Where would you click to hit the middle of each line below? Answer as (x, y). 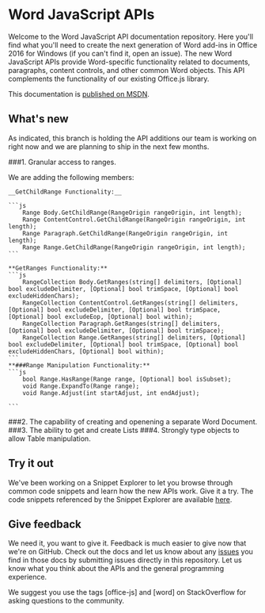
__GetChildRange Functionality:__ (65, 192)
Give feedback (45, 524)
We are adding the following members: (71, 177)
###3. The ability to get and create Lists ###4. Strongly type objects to (124, 430)
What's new (38, 119)
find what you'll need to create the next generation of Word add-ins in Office (133, 44)
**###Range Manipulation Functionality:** (79, 365)
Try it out (31, 464)
